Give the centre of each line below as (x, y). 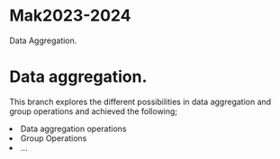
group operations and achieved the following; (94, 111)
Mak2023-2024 (70, 16)
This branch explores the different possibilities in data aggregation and (140, 102)
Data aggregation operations (74, 128)
